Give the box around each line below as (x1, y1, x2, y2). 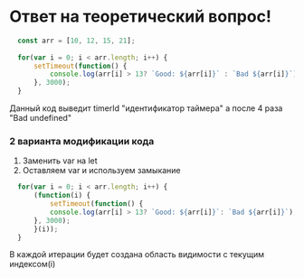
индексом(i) (9, 259, 56, 270)
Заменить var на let (22, 155, 98, 166)
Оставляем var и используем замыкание (22, 165, 181, 176)
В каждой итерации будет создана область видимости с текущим (9, 249, 265, 260)
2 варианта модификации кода (9, 134, 155, 147)
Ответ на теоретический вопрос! (9, 6, 271, 27)
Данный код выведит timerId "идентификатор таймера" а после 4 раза (9, 103, 283, 114)
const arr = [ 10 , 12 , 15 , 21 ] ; (17, 36, 136, 45)
